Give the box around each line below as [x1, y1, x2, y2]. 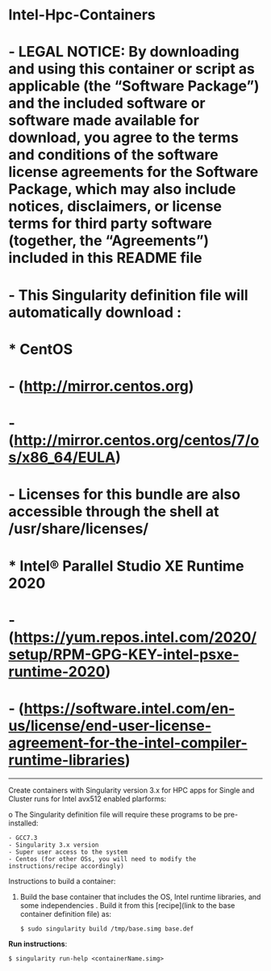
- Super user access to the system [8, 847, 128, 856]
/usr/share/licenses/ [8, 520, 149, 538]
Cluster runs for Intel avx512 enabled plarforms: [8, 794, 167, 804]
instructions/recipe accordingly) [8, 862, 125, 870]
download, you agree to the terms [8, 129, 240, 147]
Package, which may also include [8, 180, 236, 199]
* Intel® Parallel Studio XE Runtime [8, 556, 244, 575]
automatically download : [8, 303, 182, 321]
